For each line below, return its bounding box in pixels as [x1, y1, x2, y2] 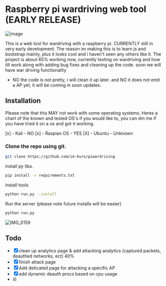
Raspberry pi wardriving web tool [5, 4, 146, 15]
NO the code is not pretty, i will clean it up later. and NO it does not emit [12, 77, 160, 83]
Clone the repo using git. [5, 143, 66, 150]
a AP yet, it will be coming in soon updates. [12, 82, 101, 88]
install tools [5, 182, 29, 188]
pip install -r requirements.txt [5, 173, 75, 178]
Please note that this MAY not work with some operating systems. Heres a [5, 110, 158, 116]
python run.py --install [5, 191, 57, 196]
